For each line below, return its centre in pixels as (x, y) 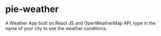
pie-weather (32, 9)
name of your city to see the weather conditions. (56, 28)
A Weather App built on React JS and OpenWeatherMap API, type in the (81, 23)
